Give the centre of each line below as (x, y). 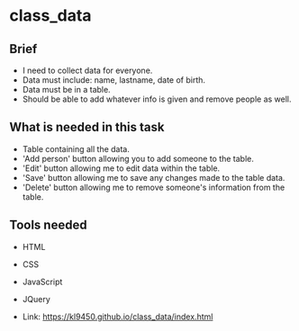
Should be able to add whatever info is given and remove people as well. (157, 99)
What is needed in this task (87, 127)
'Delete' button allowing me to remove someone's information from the (154, 187)
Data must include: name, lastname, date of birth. (113, 80)
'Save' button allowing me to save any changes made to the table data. (154, 177)
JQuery (36, 299)
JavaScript (42, 282)
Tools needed (48, 225)
